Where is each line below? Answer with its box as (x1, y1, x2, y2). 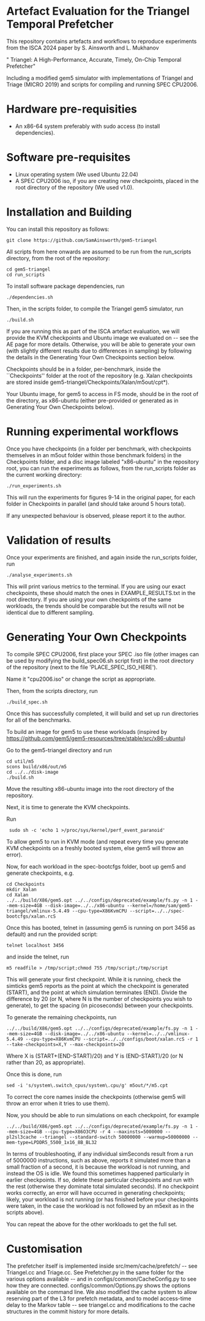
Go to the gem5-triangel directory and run (6, 746, 112, 754)
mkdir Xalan (6, 886, 37, 893)
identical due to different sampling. (6, 608, 94, 616)
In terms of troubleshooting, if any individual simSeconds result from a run (6, 1150, 194, 1158)
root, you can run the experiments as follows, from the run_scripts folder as (6, 464, 196, 472)
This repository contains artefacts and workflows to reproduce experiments (6, 37, 197, 45)
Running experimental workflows (6, 424, 179, 438)
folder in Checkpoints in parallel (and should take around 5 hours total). (6, 500, 186, 507)
